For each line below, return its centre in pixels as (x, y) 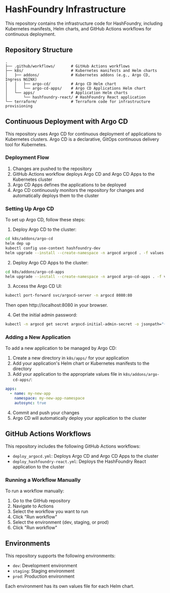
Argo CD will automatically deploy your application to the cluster (79, 418)
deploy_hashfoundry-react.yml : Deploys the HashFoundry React (79, 461)
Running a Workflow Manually (43, 480)
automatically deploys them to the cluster (56, 195)
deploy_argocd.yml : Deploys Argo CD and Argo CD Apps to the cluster (86, 456)
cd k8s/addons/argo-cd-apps (35, 272)
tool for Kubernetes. (26, 144)
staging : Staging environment (44, 571)
